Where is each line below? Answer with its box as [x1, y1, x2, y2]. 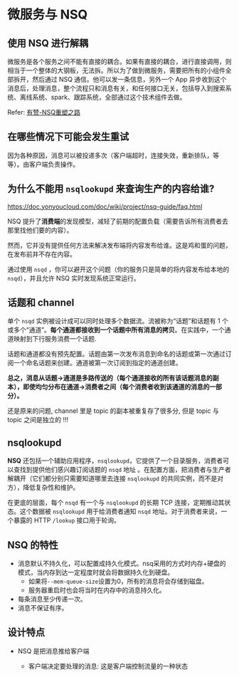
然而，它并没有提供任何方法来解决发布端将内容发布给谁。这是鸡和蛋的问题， [7, 241, 232, 249]
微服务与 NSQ [7, 6, 88, 23]
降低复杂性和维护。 [22, 483, 80, 492]
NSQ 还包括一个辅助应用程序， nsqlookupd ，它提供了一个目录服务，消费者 [7, 456, 223, 465]
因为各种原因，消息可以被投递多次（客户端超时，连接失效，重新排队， [7, 151, 213, 159]
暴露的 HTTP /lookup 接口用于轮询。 [13, 516, 121, 525]
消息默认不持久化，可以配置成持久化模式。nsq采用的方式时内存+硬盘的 [17, 560, 226, 568]
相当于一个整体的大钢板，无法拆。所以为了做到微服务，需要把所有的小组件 [7, 66, 225, 75]
